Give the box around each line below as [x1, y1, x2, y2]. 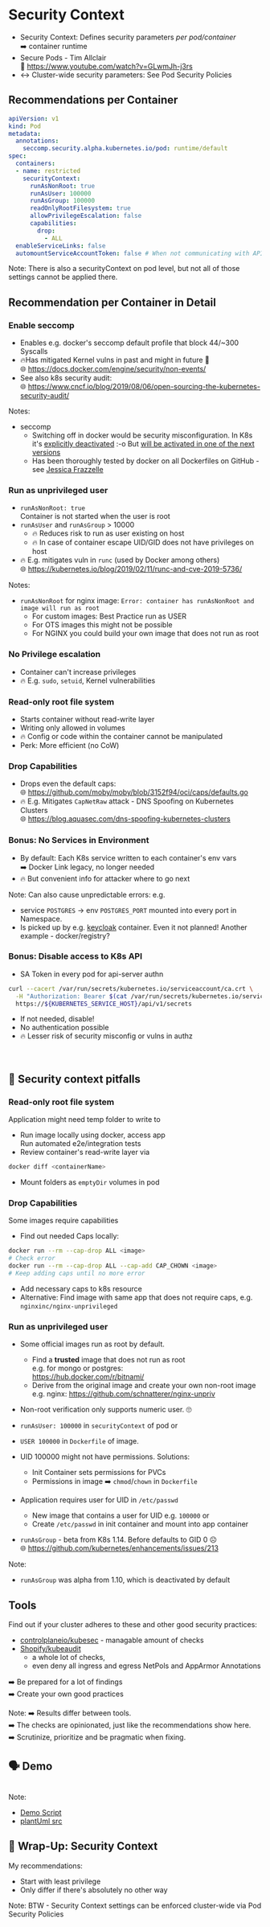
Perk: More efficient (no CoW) [19, 740, 120, 750]
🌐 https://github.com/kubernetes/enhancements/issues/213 [19, 1543, 219, 1553]
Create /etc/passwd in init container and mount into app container [31, 1519, 249, 1529]
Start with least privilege [19, 1876, 101, 1886]
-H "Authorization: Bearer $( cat [15, 992, 128, 1000]
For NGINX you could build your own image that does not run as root [31, 629, 260, 639]
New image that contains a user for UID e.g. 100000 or [31, 1510, 210, 1521]
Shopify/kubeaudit [19, 1643, 82, 1654]
